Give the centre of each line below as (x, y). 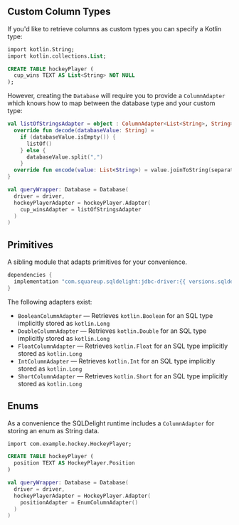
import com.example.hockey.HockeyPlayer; (70, 444)
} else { (33, 150)
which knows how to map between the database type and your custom (111, 103)
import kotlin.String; (41, 49)
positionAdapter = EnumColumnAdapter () (79, 502)
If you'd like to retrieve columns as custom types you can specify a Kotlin (115, 28)
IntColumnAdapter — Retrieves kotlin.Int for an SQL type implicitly (116, 361)
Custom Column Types (59, 12)
